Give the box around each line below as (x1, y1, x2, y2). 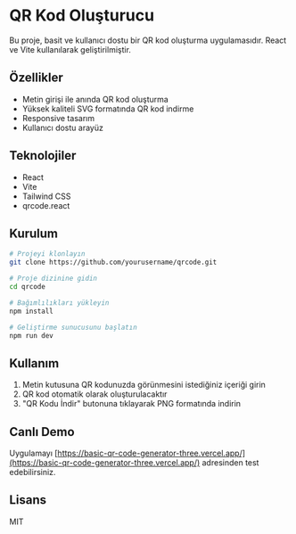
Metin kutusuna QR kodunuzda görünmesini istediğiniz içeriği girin (21, 380, 266, 390)
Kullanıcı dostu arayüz (21, 122, 104, 133)
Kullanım (9, 356, 60, 371)
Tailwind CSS (21, 191, 71, 201)
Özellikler (9, 70, 64, 86)
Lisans (9, 492, 47, 508)
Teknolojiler (9, 148, 77, 163)
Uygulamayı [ (9, 448, 58, 458)
